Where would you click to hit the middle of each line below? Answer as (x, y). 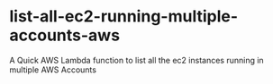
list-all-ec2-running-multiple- (124, 17)
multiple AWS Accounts (53, 70)
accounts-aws (64, 35)
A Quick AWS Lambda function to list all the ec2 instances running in (136, 60)
